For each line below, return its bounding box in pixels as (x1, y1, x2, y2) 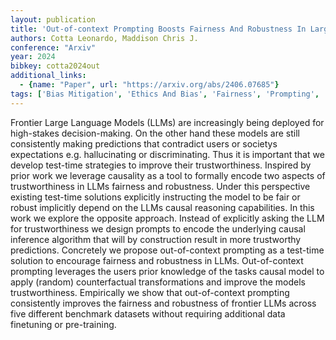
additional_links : (10, 71, 87, 81)
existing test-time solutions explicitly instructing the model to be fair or (10, 191, 301, 203)
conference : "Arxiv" (10, 42, 97, 53)
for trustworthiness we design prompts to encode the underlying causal (10, 222, 306, 235)
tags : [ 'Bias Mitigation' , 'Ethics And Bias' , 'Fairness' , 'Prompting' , (10, 89, 320, 99)
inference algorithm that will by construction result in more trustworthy (10, 233, 302, 245)
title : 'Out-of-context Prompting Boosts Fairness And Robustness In (10, 24, 307, 34)
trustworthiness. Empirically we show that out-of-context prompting (10, 286, 290, 298)
